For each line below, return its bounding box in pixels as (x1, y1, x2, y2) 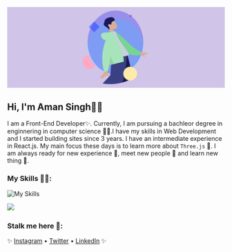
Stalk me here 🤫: (7, 221, 64, 231)
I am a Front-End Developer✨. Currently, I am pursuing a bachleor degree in (7, 119, 223, 128)
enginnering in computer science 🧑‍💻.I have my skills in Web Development (7, 127, 216, 135)
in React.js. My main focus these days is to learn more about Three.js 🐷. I (7, 142, 216, 151)
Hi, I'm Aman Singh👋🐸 (7, 101, 104, 113)
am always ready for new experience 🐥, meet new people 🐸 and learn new (7, 149, 219, 157)
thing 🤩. (7, 157, 30, 165)
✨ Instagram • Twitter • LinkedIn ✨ (7, 236, 107, 244)
